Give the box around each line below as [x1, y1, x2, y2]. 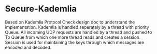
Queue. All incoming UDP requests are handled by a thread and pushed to [5, 29, 152, 35]
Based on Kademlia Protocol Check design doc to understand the [5, 19, 135, 25]
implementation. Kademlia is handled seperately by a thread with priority [5, 24, 149, 30]
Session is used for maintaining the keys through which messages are [5, 39, 144, 45]
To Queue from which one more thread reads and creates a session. [5, 34, 141, 40]
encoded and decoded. [5, 44, 52, 50]
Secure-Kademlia [5, 3, 77, 14]
